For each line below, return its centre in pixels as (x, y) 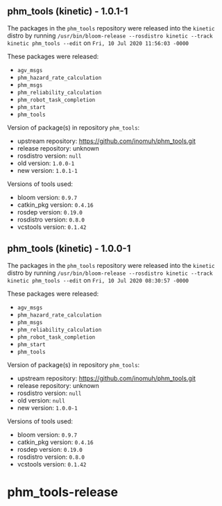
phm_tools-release (63, 492)
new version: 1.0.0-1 (47, 407)
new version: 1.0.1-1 (47, 170)
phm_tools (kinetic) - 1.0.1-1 (68, 11)
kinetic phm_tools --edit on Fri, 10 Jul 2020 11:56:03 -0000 (98, 43)
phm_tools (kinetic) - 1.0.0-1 (69, 249)
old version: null (41, 400)
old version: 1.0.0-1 (46, 163)
